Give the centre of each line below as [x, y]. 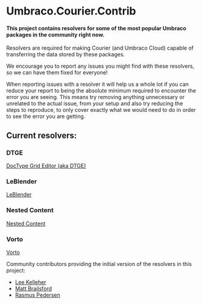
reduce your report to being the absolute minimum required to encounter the [101, 91]
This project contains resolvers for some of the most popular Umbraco [96, 28]
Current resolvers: [42, 135]
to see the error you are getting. [46, 117]
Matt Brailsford [33, 288]
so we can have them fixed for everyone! [57, 73]
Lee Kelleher [30, 282]
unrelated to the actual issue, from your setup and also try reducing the [95, 103]
